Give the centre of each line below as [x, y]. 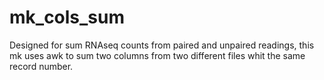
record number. [41, 66]
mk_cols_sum [67, 17]
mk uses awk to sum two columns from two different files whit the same [157, 55]
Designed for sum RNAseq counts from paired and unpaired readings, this [162, 45]
